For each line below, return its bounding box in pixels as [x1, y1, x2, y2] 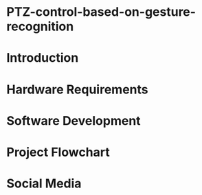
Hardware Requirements [6, 82, 148, 97]
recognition [6, 19, 74, 34]
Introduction [6, 50, 79, 66]
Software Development [6, 113, 142, 128]
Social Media [6, 176, 82, 192]
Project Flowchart [6, 144, 111, 160]
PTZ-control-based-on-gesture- [6, 4, 197, 20]
